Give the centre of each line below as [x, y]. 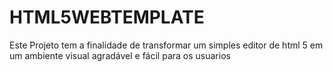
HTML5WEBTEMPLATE [107, 17]
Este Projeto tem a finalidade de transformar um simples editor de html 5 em [166, 45]
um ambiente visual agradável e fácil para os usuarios [120, 55]
